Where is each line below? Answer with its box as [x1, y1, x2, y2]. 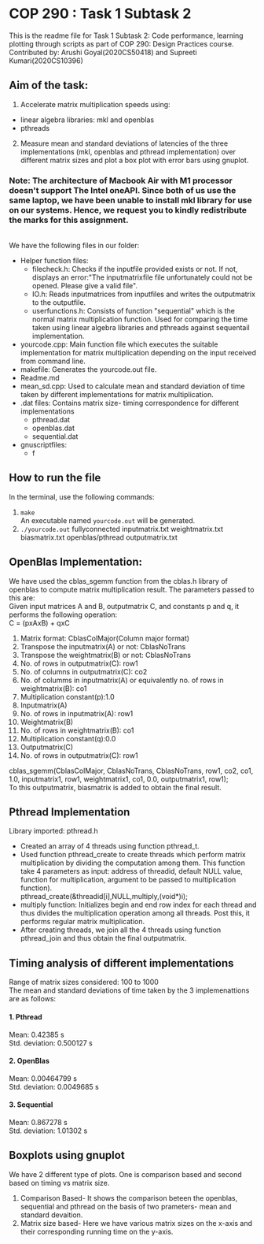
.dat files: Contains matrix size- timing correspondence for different [20, 399, 239, 408]
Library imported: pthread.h [9, 826, 99, 836]
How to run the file [9, 471, 101, 485]
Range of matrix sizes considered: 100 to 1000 [9, 978, 159, 987]
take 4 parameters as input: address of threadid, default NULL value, [20, 867, 243, 876]
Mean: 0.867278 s [9, 1117, 68, 1127]
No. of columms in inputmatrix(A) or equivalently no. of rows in [20, 675, 224, 685]
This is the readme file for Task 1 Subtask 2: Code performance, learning [9, 31, 244, 40]
